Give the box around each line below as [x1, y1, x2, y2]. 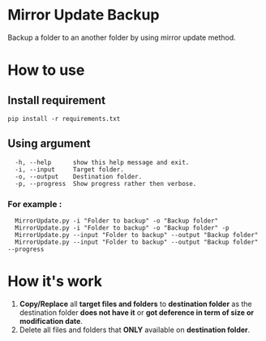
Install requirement [7, 93, 106, 107]
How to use [7, 61, 85, 80]
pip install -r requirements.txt [7, 114, 121, 123]
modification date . [19, 316, 83, 326]
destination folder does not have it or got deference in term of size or [19, 307, 255, 317]
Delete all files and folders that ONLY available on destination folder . [19, 325, 251, 335]
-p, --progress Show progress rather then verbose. [15, 179, 197, 188]
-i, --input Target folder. [15, 165, 125, 174]
